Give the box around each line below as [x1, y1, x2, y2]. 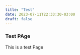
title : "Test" [5, 7, 35, 12]
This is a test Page [5, 44, 44, 50]
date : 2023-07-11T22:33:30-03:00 [5, 12, 75, 17]
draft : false [5, 16, 33, 21]
